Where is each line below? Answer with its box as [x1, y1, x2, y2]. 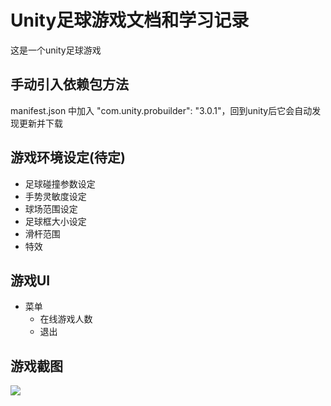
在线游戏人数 [39, 313, 93, 325]
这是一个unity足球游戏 [10, 44, 102, 56]
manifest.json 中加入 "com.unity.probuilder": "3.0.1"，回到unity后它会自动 [10, 104, 313, 116]
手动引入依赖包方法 [10, 76, 129, 93]
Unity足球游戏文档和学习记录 [10, 9, 250, 32]
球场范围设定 [24, 202, 78, 215]
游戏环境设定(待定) [10, 149, 126, 166]
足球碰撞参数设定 [24, 177, 96, 190]
